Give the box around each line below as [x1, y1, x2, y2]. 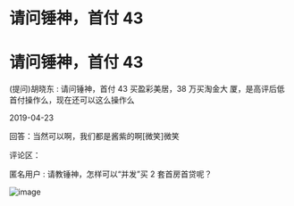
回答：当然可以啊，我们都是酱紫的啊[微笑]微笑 [9, 131, 181, 142]
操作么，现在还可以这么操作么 [24, 95, 135, 105]
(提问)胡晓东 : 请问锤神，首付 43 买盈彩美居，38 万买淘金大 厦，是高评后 [9, 84, 277, 95]
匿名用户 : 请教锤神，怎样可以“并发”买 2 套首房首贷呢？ [9, 169, 213, 179]
